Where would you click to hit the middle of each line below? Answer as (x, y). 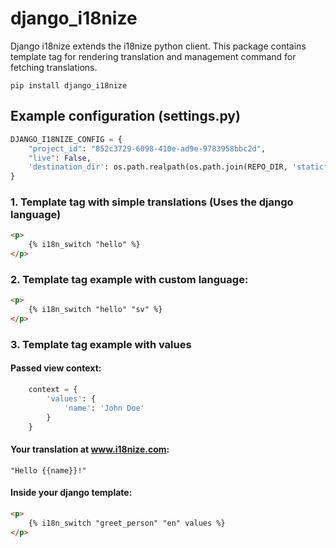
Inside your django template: (71, 493)
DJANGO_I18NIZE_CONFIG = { (66, 139)
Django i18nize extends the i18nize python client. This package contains (158, 46)
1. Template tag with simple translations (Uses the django (152, 202)
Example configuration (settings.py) (125, 116)
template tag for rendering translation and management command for (153, 56)
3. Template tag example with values (101, 344)
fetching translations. (54, 67)
